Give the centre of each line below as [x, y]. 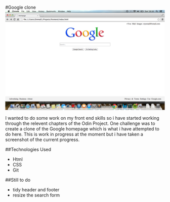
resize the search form [36, 195]
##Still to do [18, 180]
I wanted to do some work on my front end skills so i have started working [82, 118]
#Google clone [21, 7]
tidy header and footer [36, 190]
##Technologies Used [28, 149]
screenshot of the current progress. [42, 140]
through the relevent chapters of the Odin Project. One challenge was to [80, 123]
